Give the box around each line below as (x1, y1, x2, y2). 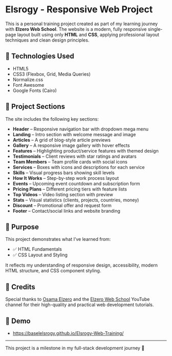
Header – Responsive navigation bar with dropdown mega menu (12, 126, 149, 132)
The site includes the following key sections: (5, 116, 99, 122)
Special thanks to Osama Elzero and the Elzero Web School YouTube (5, 296, 150, 303)
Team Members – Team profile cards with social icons (12, 158, 128, 165)
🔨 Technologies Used (5, 52, 74, 61)
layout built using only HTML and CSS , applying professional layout (17, 31, 160, 38)
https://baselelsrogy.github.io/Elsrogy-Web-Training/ (12, 330, 124, 336)
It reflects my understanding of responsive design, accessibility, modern (5, 262, 158, 268)
